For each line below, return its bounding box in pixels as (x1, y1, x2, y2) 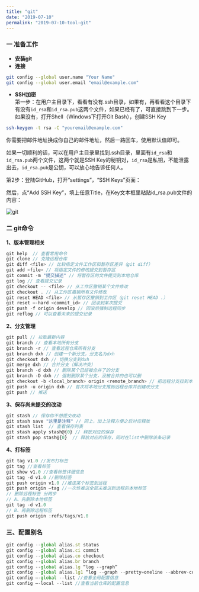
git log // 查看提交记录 (6, 278, 62, 284)
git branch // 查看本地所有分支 (6, 340, 79, 346)
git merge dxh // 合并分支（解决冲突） (6, 362, 96, 368)
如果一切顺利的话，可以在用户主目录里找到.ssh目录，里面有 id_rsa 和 (6, 149, 173, 156)
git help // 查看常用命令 (6, 250, 68, 256)
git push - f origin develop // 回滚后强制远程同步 (6, 305, 126, 311)
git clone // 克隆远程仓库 (6, 256, 68, 262)
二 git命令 (6, 224, 34, 233)
